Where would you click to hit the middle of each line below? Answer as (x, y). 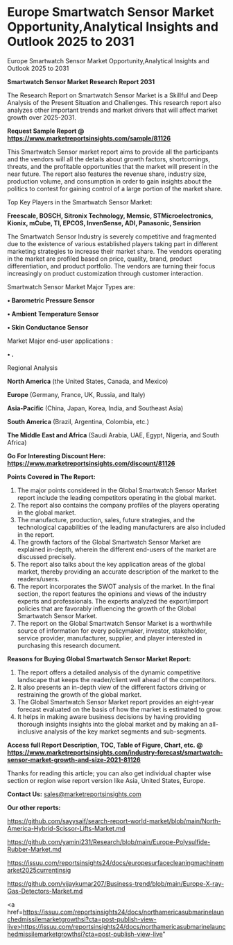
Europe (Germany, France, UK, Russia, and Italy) (76, 394)
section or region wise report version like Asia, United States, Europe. (106, 780)
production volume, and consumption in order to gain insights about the (110, 181)
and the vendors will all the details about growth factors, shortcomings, (109, 159)
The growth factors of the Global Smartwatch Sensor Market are (109, 542)
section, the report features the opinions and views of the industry (112, 593)
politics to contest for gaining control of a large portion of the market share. (115, 188)
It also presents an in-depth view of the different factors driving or (112, 687)
